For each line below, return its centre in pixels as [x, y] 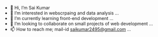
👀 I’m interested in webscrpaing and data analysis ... [64, 13]
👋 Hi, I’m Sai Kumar [30, 8]
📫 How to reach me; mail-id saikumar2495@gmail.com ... [70, 29]
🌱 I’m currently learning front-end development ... [62, 18]
